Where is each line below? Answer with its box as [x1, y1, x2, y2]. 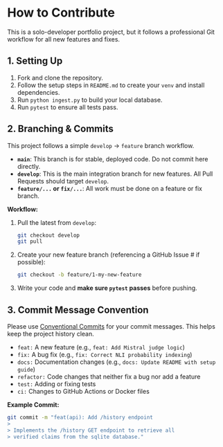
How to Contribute [7, 5, 116, 21]
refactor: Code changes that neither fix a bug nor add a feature [17, 372, 201, 381]
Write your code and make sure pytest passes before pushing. [17, 284, 197, 292]
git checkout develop [17, 232, 80, 239]
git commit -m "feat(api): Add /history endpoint [7, 414, 154, 421]
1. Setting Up [7, 55, 63, 67]
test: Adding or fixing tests [17, 380, 96, 388]
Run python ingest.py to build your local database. [17, 95, 163, 104]
